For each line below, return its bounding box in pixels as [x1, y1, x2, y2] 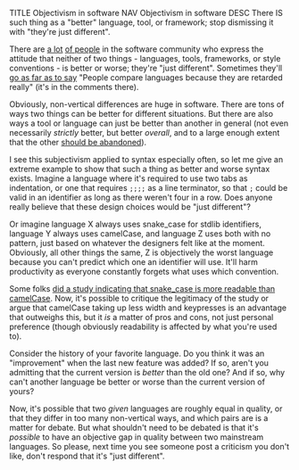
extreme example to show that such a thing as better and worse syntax [9, 164, 270, 174]
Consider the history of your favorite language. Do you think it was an [9, 348, 265, 359]
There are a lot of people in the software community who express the [9, 44, 264, 54]
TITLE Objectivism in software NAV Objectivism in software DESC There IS [9, 8, 283, 18]
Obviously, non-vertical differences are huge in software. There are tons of [9, 99, 285, 110]
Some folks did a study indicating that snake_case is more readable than [9, 284, 276, 293]
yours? [9, 386, 35, 396]
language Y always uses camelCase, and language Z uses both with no [9, 228, 271, 239]
